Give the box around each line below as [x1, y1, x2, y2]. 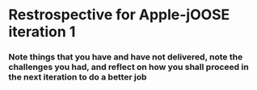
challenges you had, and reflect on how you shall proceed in [8, 62, 249, 73]
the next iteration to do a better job [8, 72, 147, 83]
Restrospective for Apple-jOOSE [8, 6, 230, 24]
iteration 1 [8, 22, 76, 41]
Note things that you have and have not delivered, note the [8, 51, 243, 63]
